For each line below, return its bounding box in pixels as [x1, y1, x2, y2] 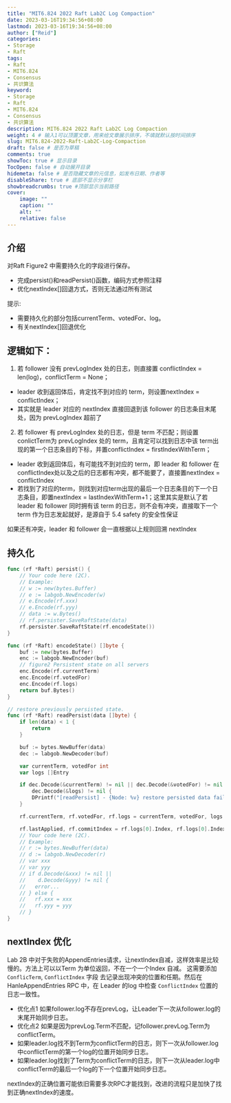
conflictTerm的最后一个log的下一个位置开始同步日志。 [16, 1064, 170, 1073]
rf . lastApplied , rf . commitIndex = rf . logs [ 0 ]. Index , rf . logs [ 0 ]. [19, 826, 211, 832]
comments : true [7, 151, 51, 158]
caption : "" [19, 202, 54, 209]
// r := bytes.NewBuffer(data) [19, 845, 109, 852]
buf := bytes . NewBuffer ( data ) [19, 744, 107, 750]
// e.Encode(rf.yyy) [19, 604, 78, 611]
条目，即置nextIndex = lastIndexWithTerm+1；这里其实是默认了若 [23, 493, 208, 501]
